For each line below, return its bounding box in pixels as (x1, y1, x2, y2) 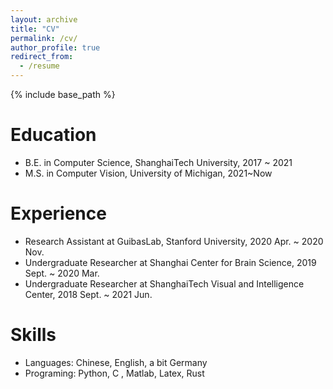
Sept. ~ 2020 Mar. (24, 267, 100, 279)
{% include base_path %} (10, 89, 116, 100)
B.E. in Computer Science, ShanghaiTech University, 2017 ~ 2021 (24, 156, 293, 168)
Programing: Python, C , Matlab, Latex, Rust (24, 367, 205, 379)
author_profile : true (10, 42, 101, 53)
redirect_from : (10, 52, 74, 62)
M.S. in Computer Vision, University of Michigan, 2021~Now (24, 167, 273, 179)
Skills (10, 324, 57, 346)
